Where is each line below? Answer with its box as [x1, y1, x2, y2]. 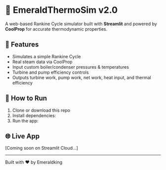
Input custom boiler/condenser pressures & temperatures [12, 64, 129, 70]
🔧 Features [5, 41, 39, 49]
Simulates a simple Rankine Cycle [12, 53, 81, 59]
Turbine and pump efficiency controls [12, 69, 89, 75]
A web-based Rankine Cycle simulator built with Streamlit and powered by [5, 21, 157, 27]
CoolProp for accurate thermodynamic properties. [5, 26, 108, 32]
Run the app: [12, 118, 39, 124]
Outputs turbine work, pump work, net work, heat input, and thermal [12, 74, 152, 81]
